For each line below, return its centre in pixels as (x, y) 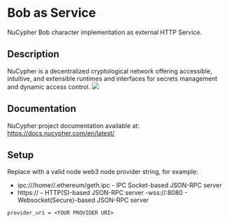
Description (33, 54)
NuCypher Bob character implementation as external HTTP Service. (105, 32)
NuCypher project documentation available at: (73, 125)
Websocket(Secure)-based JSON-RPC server (83, 200)
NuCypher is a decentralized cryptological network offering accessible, (110, 71)
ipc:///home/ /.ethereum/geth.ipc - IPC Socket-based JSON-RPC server (119, 185)
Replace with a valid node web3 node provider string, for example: (103, 172)
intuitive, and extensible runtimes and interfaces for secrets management (112, 78)
